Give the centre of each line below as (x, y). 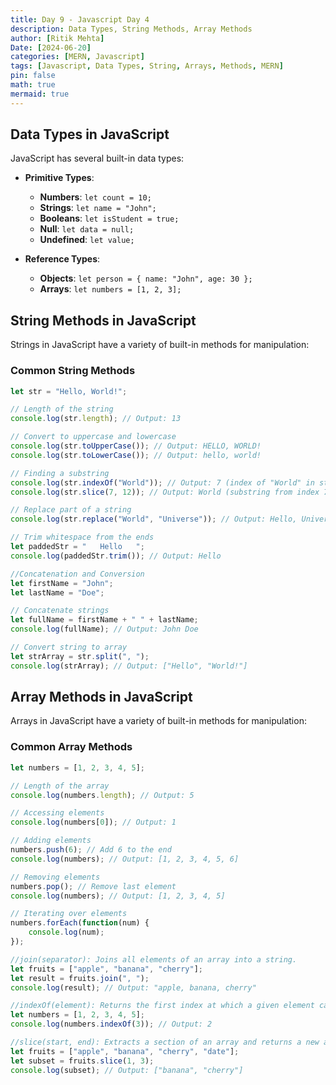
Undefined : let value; (87, 240)
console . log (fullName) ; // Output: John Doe (104, 629)
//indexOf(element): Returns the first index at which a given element (162, 1006)
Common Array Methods (71, 747)
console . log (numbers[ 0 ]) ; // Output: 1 (93, 822)
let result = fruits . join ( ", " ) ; (80, 978)
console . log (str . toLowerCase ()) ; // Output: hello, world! (136, 455)
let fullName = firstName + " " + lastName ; (104, 620)
